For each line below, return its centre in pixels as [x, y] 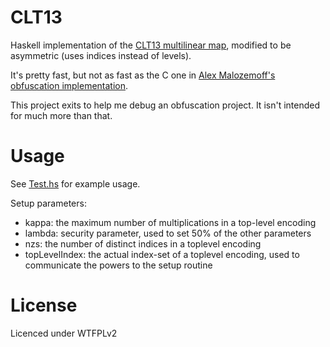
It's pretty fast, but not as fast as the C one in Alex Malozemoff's [143, 75]
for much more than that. [61, 115]
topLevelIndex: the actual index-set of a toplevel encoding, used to [162, 254]
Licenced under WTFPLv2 [64, 333]
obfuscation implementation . [69, 85]
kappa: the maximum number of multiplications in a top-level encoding [170, 222]
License [44, 305]
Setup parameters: [48, 203]
